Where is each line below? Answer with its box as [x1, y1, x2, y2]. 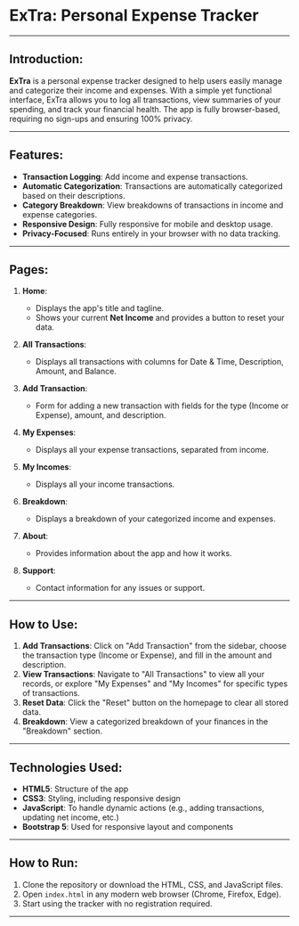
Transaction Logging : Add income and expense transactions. [21, 171, 249, 182]
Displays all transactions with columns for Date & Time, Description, [35, 356, 284, 367]
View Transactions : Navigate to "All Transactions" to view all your [21, 669, 265, 680]
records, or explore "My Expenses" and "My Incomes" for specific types [21, 678, 288, 689]
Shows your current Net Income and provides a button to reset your [35, 313, 285, 324]
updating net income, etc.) [21, 812, 119, 823]
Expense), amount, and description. [35, 410, 166, 421]
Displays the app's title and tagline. [35, 303, 165, 314]
